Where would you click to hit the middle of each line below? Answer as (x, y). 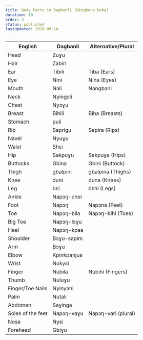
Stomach (19, 122)
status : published (25, 24)
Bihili (58, 113)
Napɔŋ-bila (66, 213)
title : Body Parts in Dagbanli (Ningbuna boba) (57, 10)
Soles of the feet (28, 313)
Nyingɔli (62, 97)
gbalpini (62, 172)
